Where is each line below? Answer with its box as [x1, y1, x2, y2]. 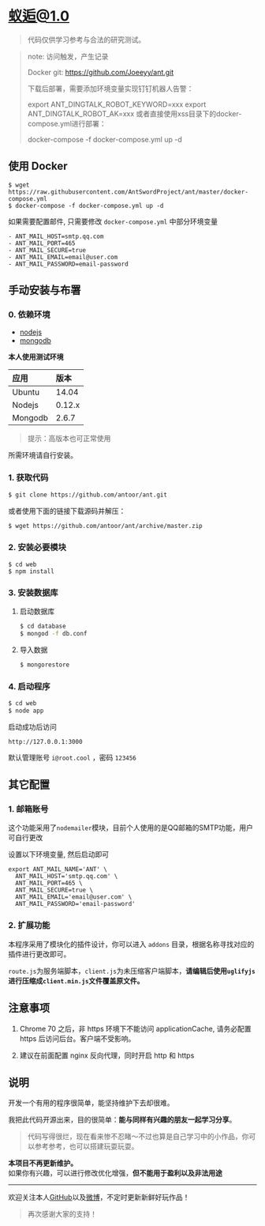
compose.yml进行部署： [27, 119, 106, 128]
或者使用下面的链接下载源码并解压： [8, 506, 126, 515]
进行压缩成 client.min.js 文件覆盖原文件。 [8, 975, 144, 985]
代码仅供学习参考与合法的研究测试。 [27, 35, 146, 44]
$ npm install [8, 567, 55, 575]
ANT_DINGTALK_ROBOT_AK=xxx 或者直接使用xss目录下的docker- [27, 108, 242, 119]
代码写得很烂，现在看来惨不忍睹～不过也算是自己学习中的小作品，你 [27, 1132, 249, 1141]
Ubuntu [12, 387, 40, 398]
